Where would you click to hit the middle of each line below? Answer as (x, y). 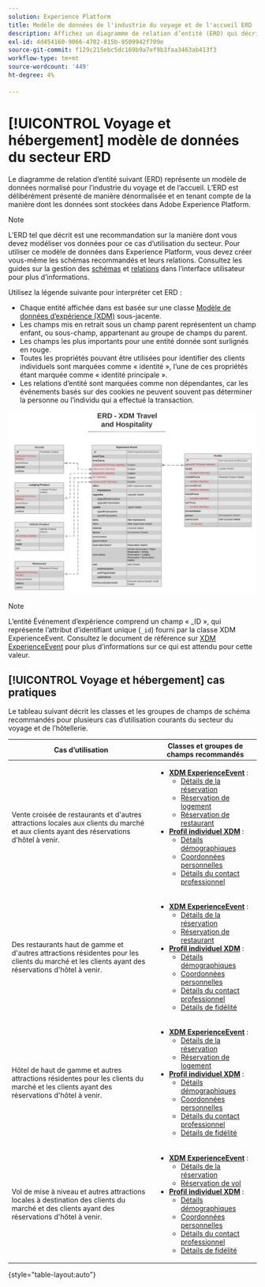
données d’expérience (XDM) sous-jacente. (90, 315)
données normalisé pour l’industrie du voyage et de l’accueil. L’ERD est (123, 187)
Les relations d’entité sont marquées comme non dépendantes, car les (134, 383)
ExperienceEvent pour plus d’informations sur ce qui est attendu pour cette (130, 647)
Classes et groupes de (205, 745)
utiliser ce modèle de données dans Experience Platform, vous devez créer (130, 251)
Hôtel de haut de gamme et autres (67, 1070)
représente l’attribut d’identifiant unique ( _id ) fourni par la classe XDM (122, 630)
